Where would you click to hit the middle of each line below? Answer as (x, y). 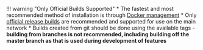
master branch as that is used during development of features (86, 41)
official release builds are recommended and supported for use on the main (101, 21)
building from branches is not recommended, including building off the (98, 34)
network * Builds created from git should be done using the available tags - (101, 28)
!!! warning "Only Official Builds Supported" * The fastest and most (90, 9)
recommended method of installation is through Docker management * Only (101, 15)
